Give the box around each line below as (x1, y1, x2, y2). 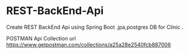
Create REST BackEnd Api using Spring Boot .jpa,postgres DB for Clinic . (6, 23, 184, 31)
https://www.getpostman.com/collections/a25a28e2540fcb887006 (6, 41, 171, 48)
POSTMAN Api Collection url (6, 35, 76, 42)
